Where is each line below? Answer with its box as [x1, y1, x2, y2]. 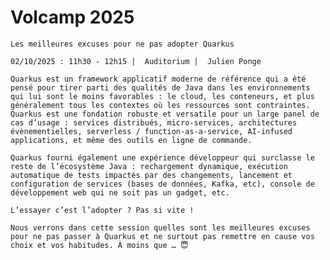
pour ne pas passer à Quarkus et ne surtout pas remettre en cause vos [10, 231, 315, 241]
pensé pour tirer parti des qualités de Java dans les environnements [10, 82, 311, 93]
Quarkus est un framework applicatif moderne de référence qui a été [10, 74, 307, 84]
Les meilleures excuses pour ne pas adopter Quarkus [10, 39, 235, 49]
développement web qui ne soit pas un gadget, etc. [10, 187, 230, 198]
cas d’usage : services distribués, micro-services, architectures [10, 117, 298, 128]
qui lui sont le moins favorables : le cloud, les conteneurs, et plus [10, 91, 315, 101]
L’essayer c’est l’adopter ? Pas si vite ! [10, 205, 195, 215]
